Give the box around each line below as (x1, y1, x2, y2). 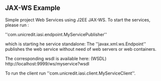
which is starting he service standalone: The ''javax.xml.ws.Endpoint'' (5, 41, 146, 47)
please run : (5, 22, 29, 28)
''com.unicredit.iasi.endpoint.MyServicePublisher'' (5, 31, 107, 37)
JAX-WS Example (5, 4, 60, 12)
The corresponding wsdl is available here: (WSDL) (5, 56, 107, 61)
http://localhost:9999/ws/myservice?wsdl (5, 61, 89, 66)
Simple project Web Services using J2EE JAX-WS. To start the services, (5, 17, 151, 22)
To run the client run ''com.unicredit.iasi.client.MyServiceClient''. (5, 70, 136, 76)
